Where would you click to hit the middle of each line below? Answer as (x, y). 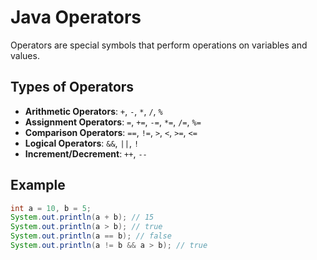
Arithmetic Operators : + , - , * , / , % (93, 111)
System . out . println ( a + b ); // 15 (82, 217)
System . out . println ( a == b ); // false (91, 236)
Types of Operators (72, 87)
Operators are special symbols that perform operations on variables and (159, 45)
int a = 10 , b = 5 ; (51, 208)
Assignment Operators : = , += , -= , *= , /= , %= (113, 122)
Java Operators (76, 17)
